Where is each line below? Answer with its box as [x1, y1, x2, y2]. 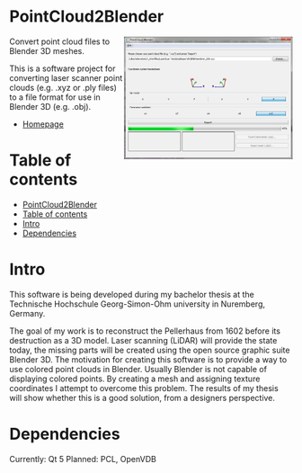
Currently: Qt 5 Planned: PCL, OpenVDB [9, 453, 157, 464]
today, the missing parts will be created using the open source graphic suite [9, 344, 290, 355]
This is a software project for [9, 63, 116, 74]
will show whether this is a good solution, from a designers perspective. [9, 392, 276, 403]
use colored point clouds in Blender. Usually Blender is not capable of [9, 363, 268, 374]
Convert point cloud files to [9, 36, 111, 47]
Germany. [9, 308, 46, 318]
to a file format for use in [9, 92, 101, 103]
